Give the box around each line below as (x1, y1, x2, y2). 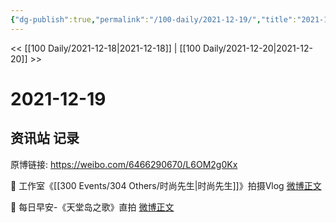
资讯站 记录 (10, 130, 80, 147)
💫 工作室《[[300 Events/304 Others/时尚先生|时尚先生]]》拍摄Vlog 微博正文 (10, 179, 322, 191)
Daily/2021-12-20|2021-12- (202, 42, 313, 54)
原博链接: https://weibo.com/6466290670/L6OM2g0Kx (10, 158, 238, 170)
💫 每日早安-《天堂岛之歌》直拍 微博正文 (10, 201, 175, 213)
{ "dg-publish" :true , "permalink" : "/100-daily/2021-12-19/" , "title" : (10, 14, 298, 25)
